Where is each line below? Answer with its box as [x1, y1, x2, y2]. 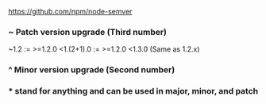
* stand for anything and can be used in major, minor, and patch [8, 86, 259, 97]
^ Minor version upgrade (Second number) [8, 64, 175, 75]
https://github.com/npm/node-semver [8, 7, 133, 16]
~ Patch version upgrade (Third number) [8, 26, 168, 37]
